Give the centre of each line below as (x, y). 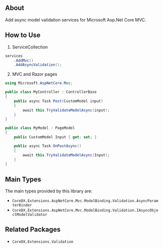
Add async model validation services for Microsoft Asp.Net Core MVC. (76, 20)
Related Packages (33, 230)
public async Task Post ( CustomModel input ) (59, 101)
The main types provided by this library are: (49, 191)
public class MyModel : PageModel (40, 128)
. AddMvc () (24, 61)
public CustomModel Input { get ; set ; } (55, 137)
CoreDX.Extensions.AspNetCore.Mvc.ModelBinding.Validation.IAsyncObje (85, 210)
